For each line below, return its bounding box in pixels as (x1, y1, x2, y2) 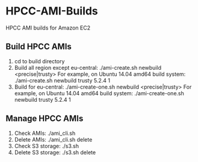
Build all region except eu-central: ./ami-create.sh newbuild (14, 64, 162, 71)
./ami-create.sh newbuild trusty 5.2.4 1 (14, 76, 111, 84)
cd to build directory (14, 57, 65, 64)
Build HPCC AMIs (5, 42, 72, 52)
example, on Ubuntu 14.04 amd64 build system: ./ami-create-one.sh (14, 89, 184, 97)
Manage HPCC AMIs (5, 113, 84, 124)
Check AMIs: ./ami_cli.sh (14, 129, 76, 137)
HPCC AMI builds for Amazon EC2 (5, 24, 91, 31)
